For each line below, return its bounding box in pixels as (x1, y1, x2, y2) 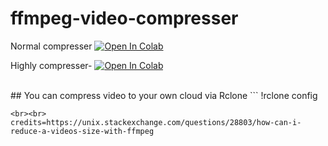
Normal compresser (10, 40, 93, 52)
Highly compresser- (10, 59, 93, 71)
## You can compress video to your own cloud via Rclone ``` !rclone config (10, 89, 318, 101)
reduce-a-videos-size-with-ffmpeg (10, 126, 155, 136)
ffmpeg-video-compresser (10, 7, 239, 30)
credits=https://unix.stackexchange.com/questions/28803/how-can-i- (10, 117, 302, 127)
